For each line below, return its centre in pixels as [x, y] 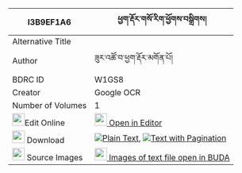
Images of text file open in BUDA [169, 158]
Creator [27, 92]
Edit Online [45, 123]
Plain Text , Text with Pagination [164, 138]
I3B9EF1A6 [49, 21]
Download [46, 140]
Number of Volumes [50, 105]
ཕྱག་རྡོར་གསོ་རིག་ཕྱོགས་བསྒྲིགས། [162, 19]
